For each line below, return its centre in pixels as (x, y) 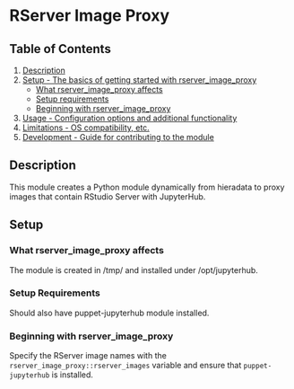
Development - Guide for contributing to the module (118, 137)
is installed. (73, 375)
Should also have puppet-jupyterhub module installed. (109, 313)
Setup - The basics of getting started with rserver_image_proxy (139, 80)
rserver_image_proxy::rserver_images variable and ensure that (125, 366)
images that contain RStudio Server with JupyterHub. (108, 196)
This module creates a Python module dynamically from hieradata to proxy (147, 187)
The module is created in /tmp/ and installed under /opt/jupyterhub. (134, 270)
